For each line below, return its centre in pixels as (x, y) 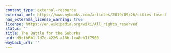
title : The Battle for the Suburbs (43, 33)
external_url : (20, 15)
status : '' (17, 29)
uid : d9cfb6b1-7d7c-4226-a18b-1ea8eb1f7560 (52, 38)
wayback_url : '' (22, 43)
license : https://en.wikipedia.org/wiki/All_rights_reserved (72, 24)
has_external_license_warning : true (44, 19)
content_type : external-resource (41, 10)
